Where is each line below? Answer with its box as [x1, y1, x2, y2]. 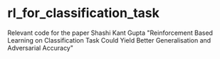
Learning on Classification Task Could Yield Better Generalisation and [7, 36, 211, 44]
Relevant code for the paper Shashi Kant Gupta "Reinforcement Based [7, 28, 214, 37]
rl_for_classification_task [7, 5, 160, 21]
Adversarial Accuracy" [7, 43, 73, 52]
